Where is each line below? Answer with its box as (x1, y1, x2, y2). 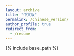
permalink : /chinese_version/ (5, 17, 69, 22)
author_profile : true (5, 21, 51, 27)
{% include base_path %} (5, 45, 59, 51)
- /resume (10, 31, 30, 36)
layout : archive (5, 7, 40, 13)
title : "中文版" (5, 12, 38, 17)
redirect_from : (5, 26, 38, 32)
